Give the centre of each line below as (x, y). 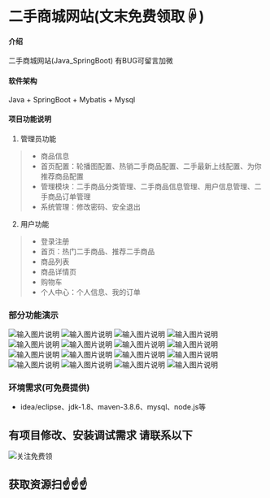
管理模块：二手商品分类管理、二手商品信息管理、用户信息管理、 (147, 186)
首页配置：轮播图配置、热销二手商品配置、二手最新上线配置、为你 (151, 166)
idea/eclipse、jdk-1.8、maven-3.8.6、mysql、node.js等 (113, 407)
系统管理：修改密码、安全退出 (90, 206)
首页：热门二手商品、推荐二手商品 (98, 251)
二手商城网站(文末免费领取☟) (107, 17)
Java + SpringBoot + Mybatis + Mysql (72, 99)
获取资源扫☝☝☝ (48, 484)
